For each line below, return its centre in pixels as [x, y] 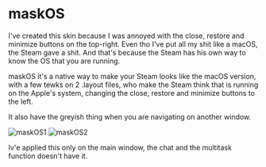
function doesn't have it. [48, 156]
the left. [21, 101]
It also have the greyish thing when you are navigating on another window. [130, 116]
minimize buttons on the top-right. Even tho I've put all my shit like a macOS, [133, 44]
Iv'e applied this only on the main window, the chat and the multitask [120, 147]
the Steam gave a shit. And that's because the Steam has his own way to [127, 52]
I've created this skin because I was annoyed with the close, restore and [126, 36]
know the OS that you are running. [64, 61]
